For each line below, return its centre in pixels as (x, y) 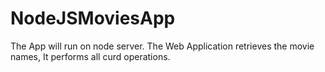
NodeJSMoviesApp (93, 18)
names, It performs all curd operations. (90, 56)
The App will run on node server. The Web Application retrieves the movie (162, 46)
